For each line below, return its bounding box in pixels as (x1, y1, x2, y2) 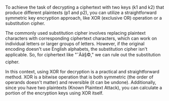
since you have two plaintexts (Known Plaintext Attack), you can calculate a (5, 85, 162, 90)
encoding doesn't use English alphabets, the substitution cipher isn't (5, 46, 148, 52)
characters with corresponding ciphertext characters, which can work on (5, 35, 157, 41)
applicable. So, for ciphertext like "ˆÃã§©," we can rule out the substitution (5, 52, 161, 57)
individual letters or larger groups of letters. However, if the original (5, 41, 145, 47)
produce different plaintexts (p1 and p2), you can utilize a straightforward (5, 10, 157, 16)
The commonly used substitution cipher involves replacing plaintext (5, 30, 146, 36)
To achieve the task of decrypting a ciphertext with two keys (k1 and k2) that (5, 5, 164, 10)
